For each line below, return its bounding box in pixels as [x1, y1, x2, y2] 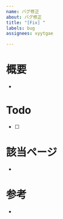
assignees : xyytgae [6, 31, 54, 37]
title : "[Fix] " [6, 19, 45, 25]
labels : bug [6, 25, 35, 31]
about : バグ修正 [6, 14, 42, 20]
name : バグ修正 [6, 8, 40, 15]
